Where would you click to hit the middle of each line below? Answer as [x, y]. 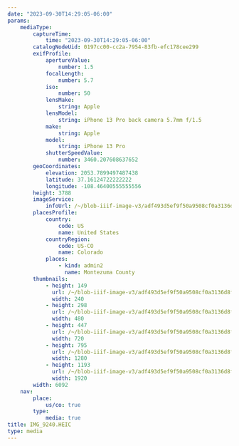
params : [19, 21]
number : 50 [74, 93]
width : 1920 [70, 378]
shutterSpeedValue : [74, 153]
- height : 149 [66, 286]
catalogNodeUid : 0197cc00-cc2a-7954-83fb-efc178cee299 [116, 47]
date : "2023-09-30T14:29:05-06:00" [60, 14]
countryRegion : [68, 239]
